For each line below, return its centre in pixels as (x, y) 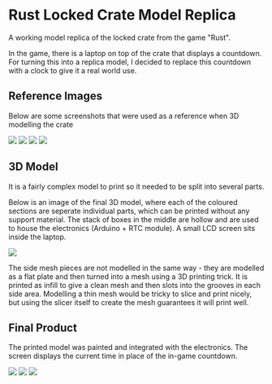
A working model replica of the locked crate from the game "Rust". (120, 37)
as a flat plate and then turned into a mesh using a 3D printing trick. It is (128, 276)
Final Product (43, 327)
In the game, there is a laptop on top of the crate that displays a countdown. (135, 53)
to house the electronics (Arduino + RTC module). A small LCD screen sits (132, 228)
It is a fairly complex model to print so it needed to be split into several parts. (136, 186)
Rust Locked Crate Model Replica (123, 15)
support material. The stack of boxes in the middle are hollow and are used (134, 219)
